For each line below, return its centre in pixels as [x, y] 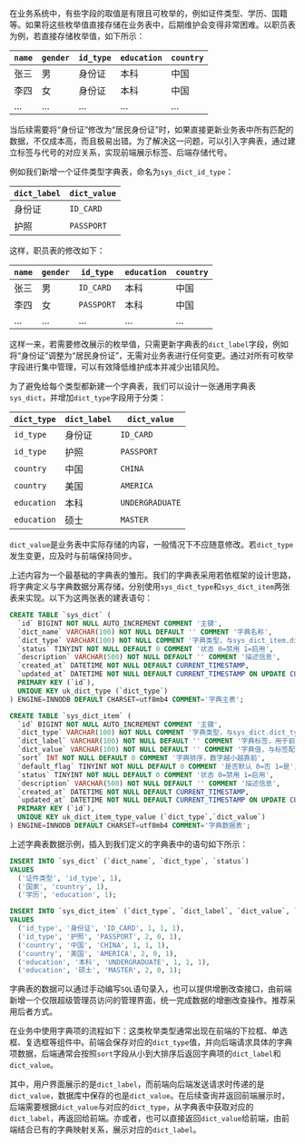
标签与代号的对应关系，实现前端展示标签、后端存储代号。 [124, 152]
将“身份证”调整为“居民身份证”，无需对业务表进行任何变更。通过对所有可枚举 [152, 355]
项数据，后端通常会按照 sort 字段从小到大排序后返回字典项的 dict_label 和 [145, 1054]
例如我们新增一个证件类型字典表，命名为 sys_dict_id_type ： [122, 172]
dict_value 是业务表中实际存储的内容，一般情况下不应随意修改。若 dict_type [152, 544]
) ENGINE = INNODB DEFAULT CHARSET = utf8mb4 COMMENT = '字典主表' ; [127, 699]
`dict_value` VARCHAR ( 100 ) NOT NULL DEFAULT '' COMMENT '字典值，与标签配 [157, 750]
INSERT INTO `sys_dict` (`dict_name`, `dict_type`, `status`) [129, 861]
